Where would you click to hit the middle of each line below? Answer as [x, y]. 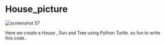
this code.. [16, 38]
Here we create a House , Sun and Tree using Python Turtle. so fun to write [83, 32]
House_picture [36, 9]
